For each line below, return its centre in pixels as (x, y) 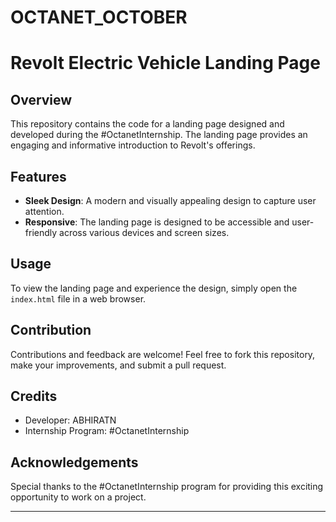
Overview (41, 99)
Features (38, 176)
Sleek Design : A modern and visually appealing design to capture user (170, 200)
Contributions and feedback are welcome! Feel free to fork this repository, (163, 354)
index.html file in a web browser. (78, 298)
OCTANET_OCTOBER (99, 17)
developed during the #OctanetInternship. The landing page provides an (159, 135)
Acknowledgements (74, 462)
